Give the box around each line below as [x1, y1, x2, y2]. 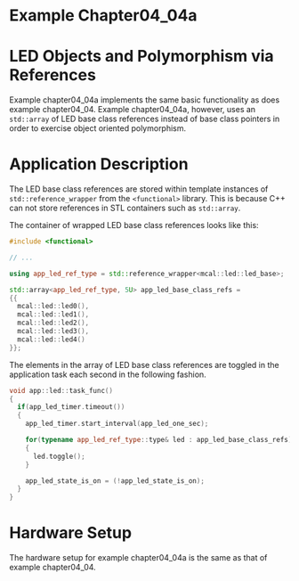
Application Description [9, 154, 189, 175]
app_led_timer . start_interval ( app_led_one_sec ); [25, 420, 209, 429]
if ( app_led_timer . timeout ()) [17, 403, 125, 412]
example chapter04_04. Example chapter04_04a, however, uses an [9, 104, 256, 115]
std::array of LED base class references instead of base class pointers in [9, 113, 280, 125]
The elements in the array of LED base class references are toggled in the [9, 359, 279, 370]
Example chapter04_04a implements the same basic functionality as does [9, 94, 280, 105]
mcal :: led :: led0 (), [17, 302, 90, 311]
